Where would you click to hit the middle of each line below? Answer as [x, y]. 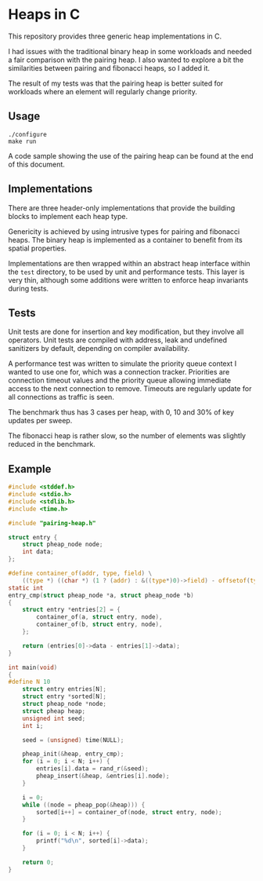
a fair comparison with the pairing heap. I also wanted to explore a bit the [126, 60]
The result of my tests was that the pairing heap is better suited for [116, 83]
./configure [27, 134]
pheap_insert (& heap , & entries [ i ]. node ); [103, 776]
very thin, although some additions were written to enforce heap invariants [128, 280]
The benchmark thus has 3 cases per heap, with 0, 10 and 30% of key [121, 412]
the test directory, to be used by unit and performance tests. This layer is [126, 272]
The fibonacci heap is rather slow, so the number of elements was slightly [127, 436]
